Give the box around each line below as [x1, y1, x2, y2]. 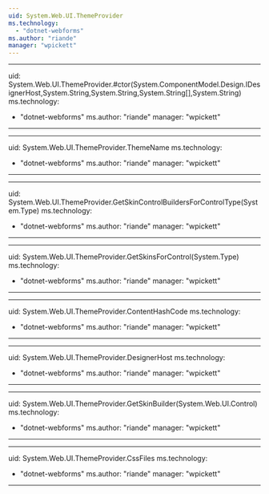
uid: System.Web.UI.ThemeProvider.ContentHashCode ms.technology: [8, 306, 241, 317]
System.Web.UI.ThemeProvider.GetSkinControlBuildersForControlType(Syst [8, 197, 259, 207]
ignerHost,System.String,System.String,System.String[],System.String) [8, 88, 242, 98]
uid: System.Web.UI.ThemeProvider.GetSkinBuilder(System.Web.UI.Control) [8, 399, 258, 409]
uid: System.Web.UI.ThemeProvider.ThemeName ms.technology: [8, 143, 223, 152]
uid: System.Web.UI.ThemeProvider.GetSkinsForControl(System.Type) [8, 252, 239, 261]
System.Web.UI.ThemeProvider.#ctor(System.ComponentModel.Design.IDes [8, 79, 261, 89]
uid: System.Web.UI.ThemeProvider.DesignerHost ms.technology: [8, 353, 226, 362]
